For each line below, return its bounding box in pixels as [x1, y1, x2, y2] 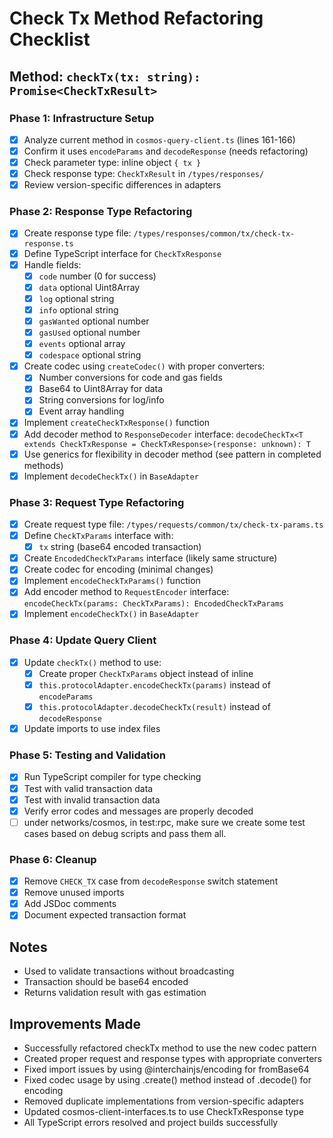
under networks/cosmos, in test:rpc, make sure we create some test [23, 816, 306, 828]
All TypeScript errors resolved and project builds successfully [23, 1116, 279, 1128]
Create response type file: [23, 227, 132, 239]
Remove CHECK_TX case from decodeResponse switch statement [23, 875, 279, 887]
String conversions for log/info [38, 394, 165, 406]
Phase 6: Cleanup [9, 852, 97, 866]
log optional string [38, 292, 115, 304]
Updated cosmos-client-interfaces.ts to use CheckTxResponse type [23, 1105, 304, 1117]
